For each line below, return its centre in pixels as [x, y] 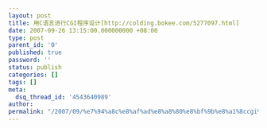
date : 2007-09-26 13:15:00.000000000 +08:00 [83, 30]
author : [21, 104]
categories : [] [33, 75]
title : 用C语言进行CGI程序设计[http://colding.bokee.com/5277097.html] [124, 23]
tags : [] [23, 82]
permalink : [26, 112]
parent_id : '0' [33, 45]
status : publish [35, 68]
